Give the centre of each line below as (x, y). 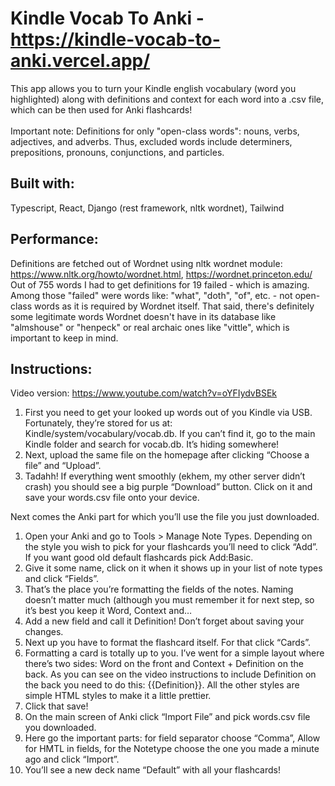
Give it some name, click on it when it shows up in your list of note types (173, 568)
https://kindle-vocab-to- (115, 39)
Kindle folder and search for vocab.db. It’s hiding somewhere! (152, 444)
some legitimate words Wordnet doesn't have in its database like (143, 316)
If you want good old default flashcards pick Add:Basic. (139, 558)
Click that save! (56, 706)
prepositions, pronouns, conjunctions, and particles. (117, 152)
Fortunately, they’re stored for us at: (98, 423)
